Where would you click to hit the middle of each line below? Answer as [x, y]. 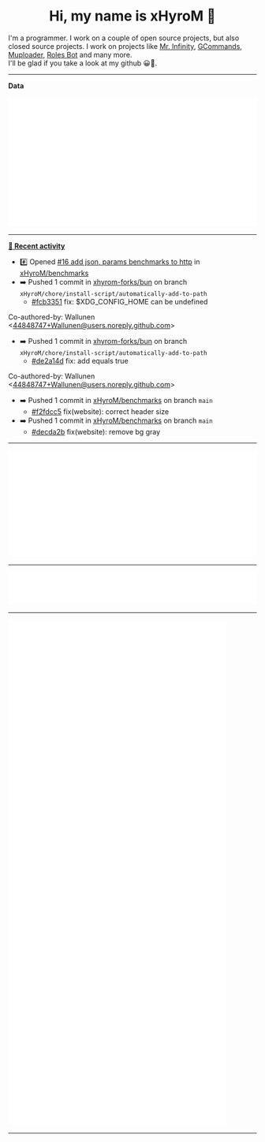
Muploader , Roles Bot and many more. [70, 54]
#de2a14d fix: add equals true [80, 361]
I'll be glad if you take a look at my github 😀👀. [83, 63]
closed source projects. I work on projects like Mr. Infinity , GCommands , [125, 46]
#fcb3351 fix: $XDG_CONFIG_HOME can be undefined [119, 302]
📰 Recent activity [37, 246]
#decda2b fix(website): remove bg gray [96, 432]
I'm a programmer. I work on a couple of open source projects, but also [124, 38]
